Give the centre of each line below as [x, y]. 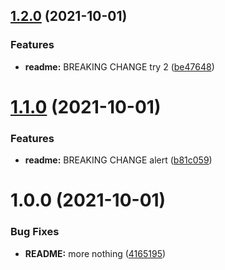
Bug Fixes [35, 232]
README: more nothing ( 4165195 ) [95, 253]
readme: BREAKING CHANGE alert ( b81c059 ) [118, 160]
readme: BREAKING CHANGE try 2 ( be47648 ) [119, 66]
